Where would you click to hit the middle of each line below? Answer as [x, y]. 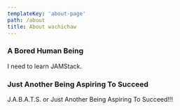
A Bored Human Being [46, 51]
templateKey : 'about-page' [47, 14]
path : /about [26, 20]
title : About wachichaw [42, 26]
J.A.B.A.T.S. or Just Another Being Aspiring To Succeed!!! [90, 99]
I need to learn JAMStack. [45, 66]
